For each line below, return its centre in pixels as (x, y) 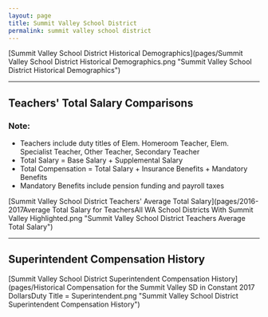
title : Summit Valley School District (73, 23)
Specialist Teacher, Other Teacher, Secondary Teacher (110, 152)
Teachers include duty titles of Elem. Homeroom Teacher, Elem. (124, 143)
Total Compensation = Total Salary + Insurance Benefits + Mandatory (134, 169)
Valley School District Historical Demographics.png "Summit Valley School (130, 62)
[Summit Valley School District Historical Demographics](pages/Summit (126, 54)
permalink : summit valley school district (80, 30)
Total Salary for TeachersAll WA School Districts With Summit (152, 210)
